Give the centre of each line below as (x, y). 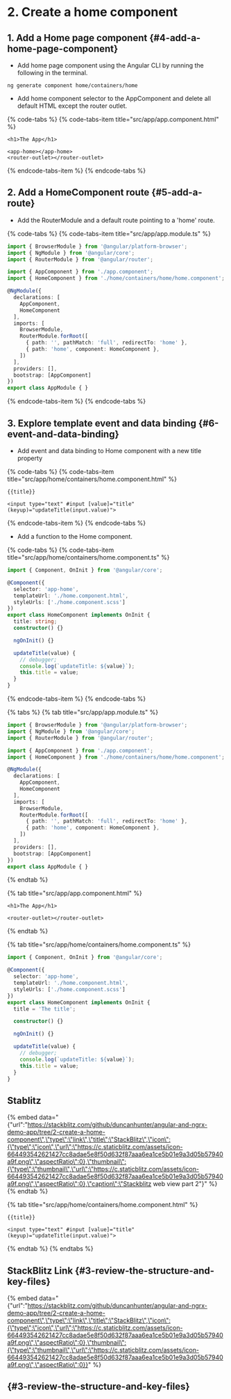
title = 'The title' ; (45, 1009)
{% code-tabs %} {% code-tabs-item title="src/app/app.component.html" (113, 119)
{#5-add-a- (177, 192)
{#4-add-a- (175, 38)
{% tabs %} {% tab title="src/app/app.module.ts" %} (83, 712)
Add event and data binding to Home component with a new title (109, 451)
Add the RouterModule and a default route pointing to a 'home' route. (116, 220)
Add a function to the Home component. (75, 536)
